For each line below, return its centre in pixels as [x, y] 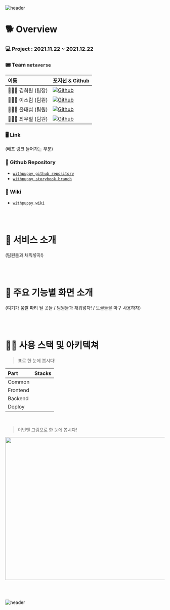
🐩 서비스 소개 [31, 240]
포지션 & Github [71, 81]
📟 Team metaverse [28, 65]
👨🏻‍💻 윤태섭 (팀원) [28, 110]
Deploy [16, 407]
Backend [18, 399]
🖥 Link [13, 135]
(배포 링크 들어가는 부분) [29, 149]
